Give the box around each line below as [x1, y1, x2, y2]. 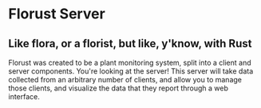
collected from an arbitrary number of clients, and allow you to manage [8, 75, 242, 84]
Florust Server [8, 5, 105, 23]
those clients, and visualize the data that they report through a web [8, 83, 229, 93]
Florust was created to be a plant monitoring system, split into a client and [8, 58, 251, 67]
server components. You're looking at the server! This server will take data [8, 66, 254, 76]
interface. [8, 92, 40, 101]
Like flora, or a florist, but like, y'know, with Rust [8, 37, 252, 50]
